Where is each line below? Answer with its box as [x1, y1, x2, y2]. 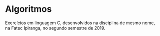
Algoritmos [5, 3, 52, 15]
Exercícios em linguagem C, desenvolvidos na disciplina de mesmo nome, [5, 20, 155, 26]
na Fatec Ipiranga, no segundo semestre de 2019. [5, 25, 106, 31]
